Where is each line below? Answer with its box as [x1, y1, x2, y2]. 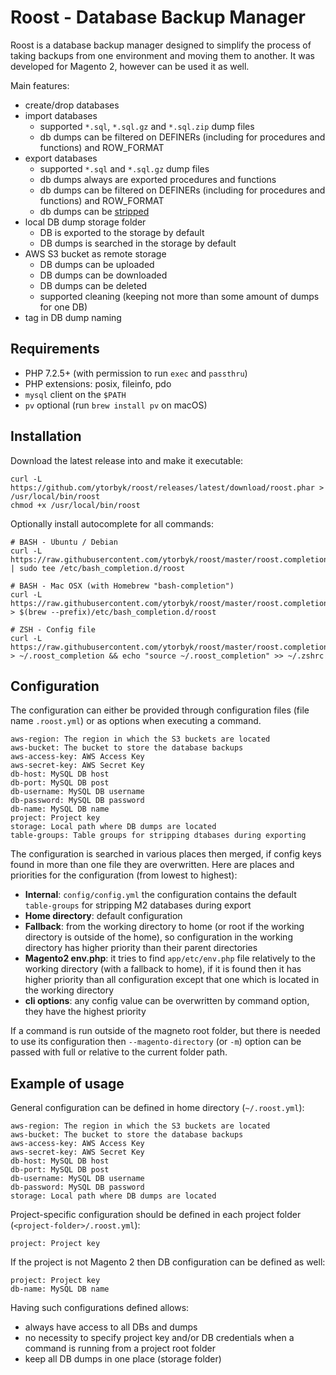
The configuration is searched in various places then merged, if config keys [10, 848, 322, 860]
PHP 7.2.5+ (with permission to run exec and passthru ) [24, 367, 248, 379]
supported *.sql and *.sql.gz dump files [39, 162, 210, 175]
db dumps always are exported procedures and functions [39, 173, 277, 185]
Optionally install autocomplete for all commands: [10, 517, 215, 530]
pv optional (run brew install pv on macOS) [24, 399, 208, 411]
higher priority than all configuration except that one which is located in [24, 974, 320, 986]
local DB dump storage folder [24, 216, 147, 228]
